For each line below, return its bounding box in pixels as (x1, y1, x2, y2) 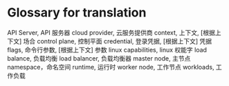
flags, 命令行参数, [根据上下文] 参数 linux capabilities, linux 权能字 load (7, 45, 208, 54)
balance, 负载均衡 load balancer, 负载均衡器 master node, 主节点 (7, 54, 191, 63)
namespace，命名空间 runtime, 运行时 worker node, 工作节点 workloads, (7, 63, 214, 71)
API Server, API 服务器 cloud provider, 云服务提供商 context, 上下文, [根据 (7, 28, 216, 36)
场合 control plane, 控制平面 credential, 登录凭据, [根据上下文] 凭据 (23, 36, 212, 45)
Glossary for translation (7, 5, 147, 21)
